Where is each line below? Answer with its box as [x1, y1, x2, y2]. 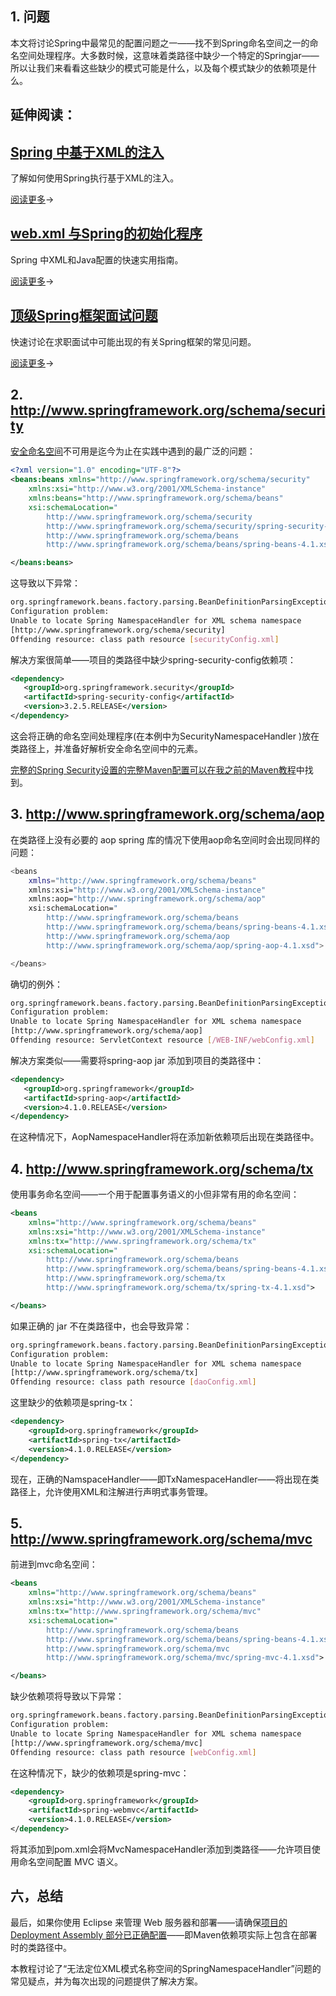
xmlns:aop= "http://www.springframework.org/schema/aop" [28, 894, 267, 904]
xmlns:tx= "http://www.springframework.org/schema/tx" [28, 1236, 257, 1246]
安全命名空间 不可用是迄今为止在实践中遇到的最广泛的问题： [10, 445, 256, 457]
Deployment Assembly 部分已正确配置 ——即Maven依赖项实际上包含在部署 [10, 1928, 318, 1941]
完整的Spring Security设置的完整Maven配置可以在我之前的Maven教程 [10, 763, 297, 776]
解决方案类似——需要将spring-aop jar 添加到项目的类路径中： [10, 1054, 265, 1066]
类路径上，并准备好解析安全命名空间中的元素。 [10, 742, 203, 754]
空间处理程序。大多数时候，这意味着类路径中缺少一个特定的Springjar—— [18, 49, 320, 61]
